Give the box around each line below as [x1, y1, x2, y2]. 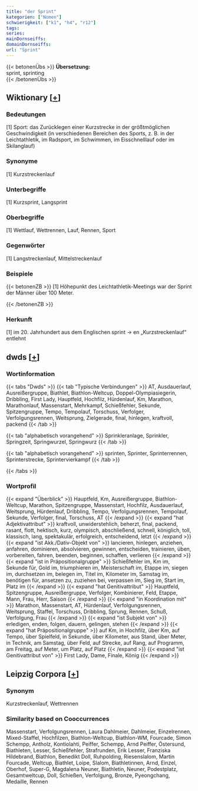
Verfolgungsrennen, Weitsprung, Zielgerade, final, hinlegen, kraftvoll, [6, 414, 174, 421]
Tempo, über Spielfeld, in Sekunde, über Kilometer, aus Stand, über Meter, [6, 633, 187, 640]
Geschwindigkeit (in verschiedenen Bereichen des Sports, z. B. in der [6, 130, 175, 137]
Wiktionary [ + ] [6, 92, 61, 103]
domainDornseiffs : [6, 42, 51, 48]
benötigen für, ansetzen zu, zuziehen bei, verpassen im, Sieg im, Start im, [6, 577, 185, 584]
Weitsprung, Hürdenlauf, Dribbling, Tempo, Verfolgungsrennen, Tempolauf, [6, 508, 188, 515]
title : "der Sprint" [6, 8, 57, 15]
